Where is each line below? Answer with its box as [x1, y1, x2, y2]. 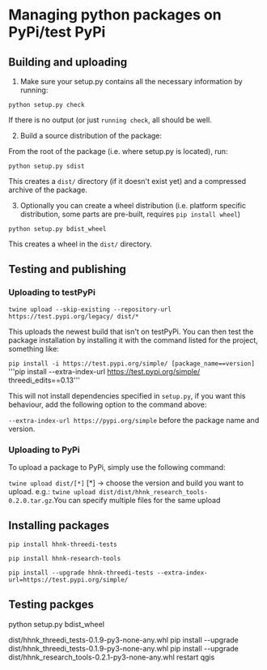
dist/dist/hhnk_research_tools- [99, 488, 208, 496]
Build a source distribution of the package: [19, 131, 163, 140]
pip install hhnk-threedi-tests [8, 540, 117, 548]
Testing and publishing [8, 262, 127, 276]
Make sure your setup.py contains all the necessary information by [19, 77, 243, 86]
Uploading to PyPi [8, 444, 80, 455]
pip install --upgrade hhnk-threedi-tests [8, 569, 154, 577]
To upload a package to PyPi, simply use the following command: [8, 462, 226, 472]
